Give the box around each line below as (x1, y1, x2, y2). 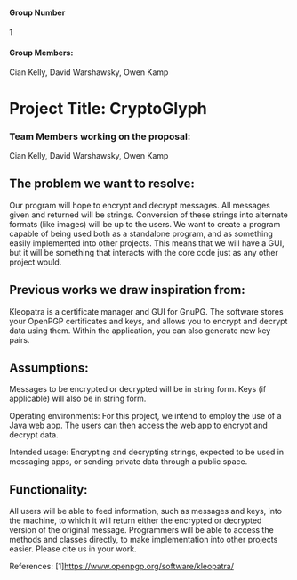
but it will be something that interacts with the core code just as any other (9, 247, 278, 257)
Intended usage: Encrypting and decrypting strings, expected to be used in (9, 446, 285, 458)
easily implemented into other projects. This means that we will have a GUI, (9, 237, 285, 249)
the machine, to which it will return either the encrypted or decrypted (9, 515, 262, 526)
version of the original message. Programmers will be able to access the (9, 525, 274, 535)
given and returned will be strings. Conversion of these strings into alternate (9, 209, 289, 220)
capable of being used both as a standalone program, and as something (9, 228, 274, 239)
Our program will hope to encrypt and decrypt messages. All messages (9, 200, 271, 210)
